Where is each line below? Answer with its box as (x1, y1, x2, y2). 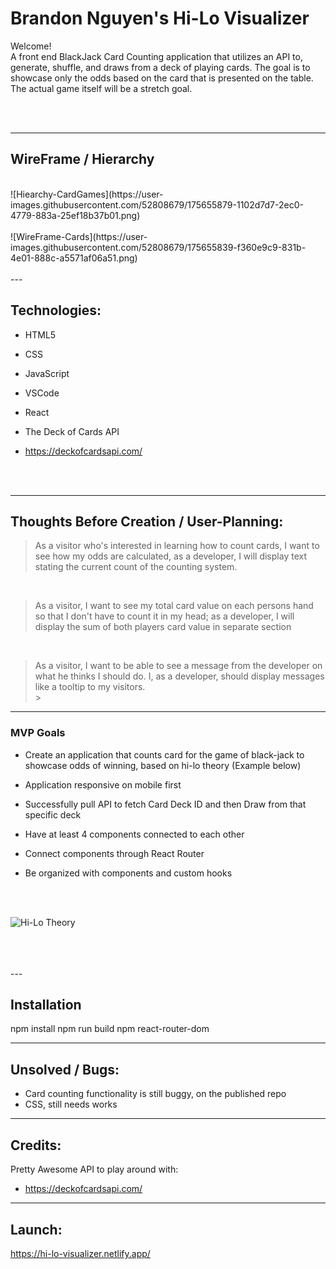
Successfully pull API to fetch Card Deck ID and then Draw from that (24, 798, 307, 810)
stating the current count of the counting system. (34, 561, 238, 573)
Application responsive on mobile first (24, 778, 182, 791)
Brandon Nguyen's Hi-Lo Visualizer (10, 7, 310, 30)
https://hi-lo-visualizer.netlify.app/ (10, 1247, 151, 1259)
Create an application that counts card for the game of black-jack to (24, 748, 305, 761)
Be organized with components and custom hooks (24, 867, 233, 879)
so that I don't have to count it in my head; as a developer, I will (34, 610, 295, 622)
